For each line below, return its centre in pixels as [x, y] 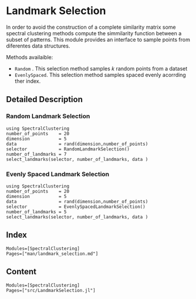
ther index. [28, 81]
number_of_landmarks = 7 [36, 154]
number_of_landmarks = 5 [36, 212]
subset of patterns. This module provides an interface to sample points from [98, 39]
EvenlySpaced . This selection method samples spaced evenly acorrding [100, 75]
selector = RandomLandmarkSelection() [68, 149]
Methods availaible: [30, 57]
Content [21, 272]
